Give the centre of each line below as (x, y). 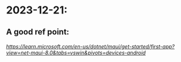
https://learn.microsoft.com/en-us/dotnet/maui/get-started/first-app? (90, 47)
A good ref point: (38, 32)
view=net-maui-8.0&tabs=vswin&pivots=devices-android (76, 53)
